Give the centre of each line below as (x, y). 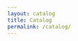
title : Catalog (30, 20)
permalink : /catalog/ (39, 26)
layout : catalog (31, 14)
